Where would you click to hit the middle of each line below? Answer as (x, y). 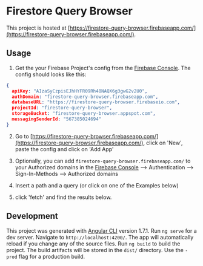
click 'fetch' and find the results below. (63, 197)
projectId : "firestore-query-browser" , (62, 108)
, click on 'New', (163, 143)
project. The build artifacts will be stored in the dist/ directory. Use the (95, 250)
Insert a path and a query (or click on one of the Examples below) (97, 185)
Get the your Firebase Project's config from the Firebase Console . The (103, 68)
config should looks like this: (51, 74)
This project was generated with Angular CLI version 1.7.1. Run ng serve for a (101, 230)
